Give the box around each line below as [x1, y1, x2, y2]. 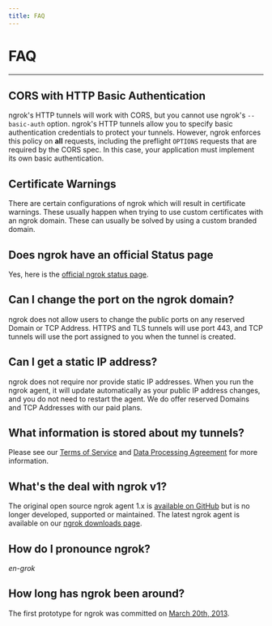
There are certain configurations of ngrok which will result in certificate [8, 199, 246, 208]
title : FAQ [8, 11, 45, 20]
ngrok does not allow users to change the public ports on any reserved [8, 314, 245, 324]
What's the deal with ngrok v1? [8, 479, 168, 493]
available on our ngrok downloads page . [8, 518, 142, 528]
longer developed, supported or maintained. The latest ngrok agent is [8, 510, 240, 520]
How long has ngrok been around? [8, 587, 185, 601]
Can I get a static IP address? [8, 355, 158, 369]
